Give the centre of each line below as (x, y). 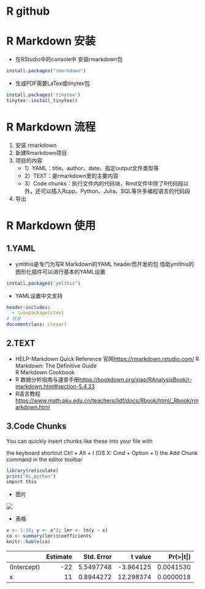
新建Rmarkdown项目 (41, 153)
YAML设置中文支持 (39, 295)
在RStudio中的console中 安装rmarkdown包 (69, 59)
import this (21, 482)
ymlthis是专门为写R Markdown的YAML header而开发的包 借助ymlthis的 (105, 264)
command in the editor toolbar (44, 459)
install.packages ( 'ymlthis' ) (43, 283)
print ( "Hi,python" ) (31, 476)
